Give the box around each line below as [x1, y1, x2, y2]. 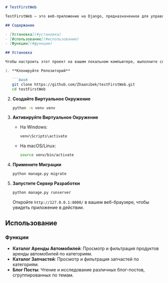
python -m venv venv [12, 105, 55, 110]
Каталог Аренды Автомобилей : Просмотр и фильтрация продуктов [12, 245, 159, 251]
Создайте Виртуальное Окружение [12, 96, 91, 102]
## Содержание [5, 23, 35, 28]
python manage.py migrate [12, 171, 66, 176]
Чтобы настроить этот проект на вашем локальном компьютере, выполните [5, 59, 157, 65]
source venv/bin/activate [19, 153, 74, 158]
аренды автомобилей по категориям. [12, 250, 92, 256]
